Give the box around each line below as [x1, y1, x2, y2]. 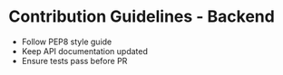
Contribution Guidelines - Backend [8, 6, 276, 27]
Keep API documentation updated [21, 45, 149, 56]
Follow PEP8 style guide [21, 36, 112, 47]
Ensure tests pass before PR [21, 55, 128, 66]
